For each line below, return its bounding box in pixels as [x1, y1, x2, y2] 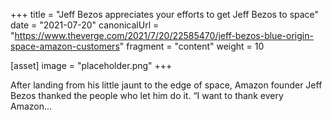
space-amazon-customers [10, 40, 120, 52]
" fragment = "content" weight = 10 [119, 40, 265, 52]
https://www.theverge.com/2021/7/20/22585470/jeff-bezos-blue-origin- [14, 30, 314, 41]
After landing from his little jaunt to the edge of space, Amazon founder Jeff [10, 79, 323, 91]
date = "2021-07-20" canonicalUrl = [10, 19, 160, 31]
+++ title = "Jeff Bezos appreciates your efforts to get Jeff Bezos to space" [10, 9, 320, 20]
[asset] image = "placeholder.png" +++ [10, 60, 173, 71]
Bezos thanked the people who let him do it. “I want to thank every [10, 90, 284, 101]
